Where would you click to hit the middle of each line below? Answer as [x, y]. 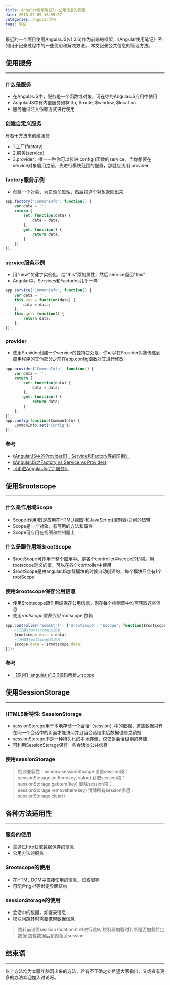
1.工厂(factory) [28, 146]
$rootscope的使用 [28, 867]
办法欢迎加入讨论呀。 [36, 977]
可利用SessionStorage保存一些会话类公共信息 [60, 745]
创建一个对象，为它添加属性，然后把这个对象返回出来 [68, 192]
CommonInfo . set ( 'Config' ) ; [43, 425]
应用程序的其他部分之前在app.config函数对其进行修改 [68, 359]
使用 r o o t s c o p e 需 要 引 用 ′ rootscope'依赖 [53, 616]
